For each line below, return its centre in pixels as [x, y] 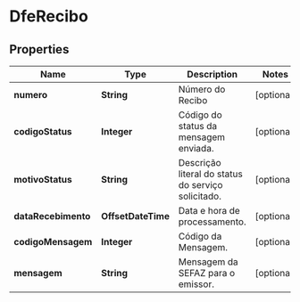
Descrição [200, 163]
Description [212, 74]
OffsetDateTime [135, 216]
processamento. [212, 222]
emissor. [196, 284]
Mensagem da [208, 262]
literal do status [210, 174]
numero [30, 95]
